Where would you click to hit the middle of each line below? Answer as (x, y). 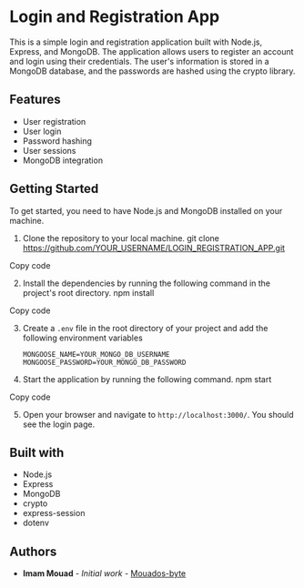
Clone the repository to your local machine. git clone (121, 238)
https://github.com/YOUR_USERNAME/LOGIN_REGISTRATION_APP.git (153, 248)
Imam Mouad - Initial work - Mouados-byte (104, 573)
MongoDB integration (62, 160)
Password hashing (57, 141)
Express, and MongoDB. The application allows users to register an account (152, 51)
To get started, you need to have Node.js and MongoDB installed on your (146, 210)
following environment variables (82, 338)
